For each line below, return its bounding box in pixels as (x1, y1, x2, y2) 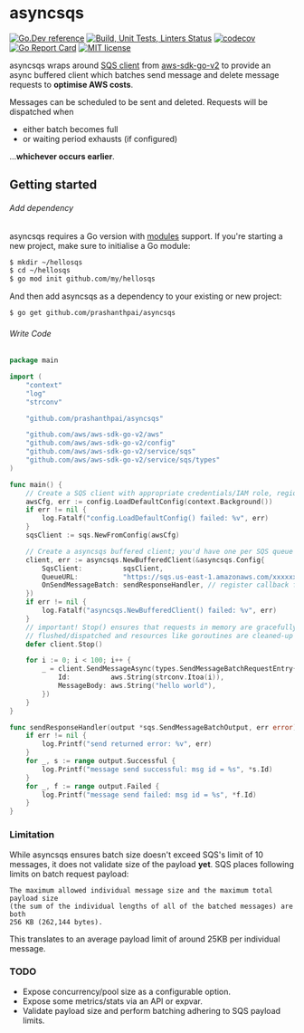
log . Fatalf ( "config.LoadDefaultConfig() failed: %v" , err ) (42, 514, 270, 523)
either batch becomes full (22, 123, 119, 134)
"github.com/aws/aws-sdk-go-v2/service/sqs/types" (25, 455, 221, 464)
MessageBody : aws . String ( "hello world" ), (57, 682, 217, 691)
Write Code (9, 328, 52, 339)
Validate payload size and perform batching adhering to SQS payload (22, 1005, 281, 1016)
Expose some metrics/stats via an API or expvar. (22, 995, 204, 1007)
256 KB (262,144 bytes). (9, 917, 103, 926)
